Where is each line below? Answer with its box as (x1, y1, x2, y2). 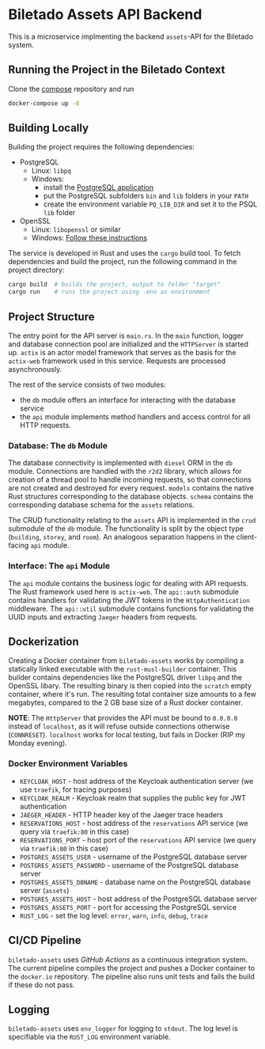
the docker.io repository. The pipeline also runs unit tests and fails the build (8, 971, 256, 981)
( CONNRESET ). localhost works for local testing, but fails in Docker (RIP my (8, 730, 246, 740)
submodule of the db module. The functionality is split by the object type (8, 524, 244, 533)
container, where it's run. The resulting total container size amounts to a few (8, 690, 257, 699)
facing (8, 540, 29, 551)
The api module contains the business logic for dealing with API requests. (8, 578, 249, 588)
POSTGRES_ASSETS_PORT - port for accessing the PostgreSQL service (19, 902, 237, 911)
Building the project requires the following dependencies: (8, 142, 195, 152)
